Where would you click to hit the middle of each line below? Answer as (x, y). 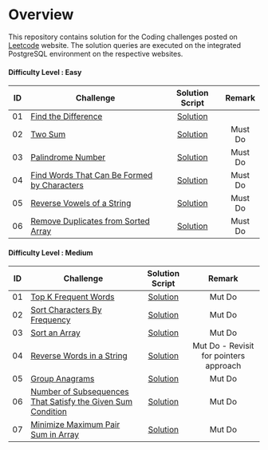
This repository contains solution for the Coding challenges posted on (123, 37)
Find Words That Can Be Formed (92, 176)
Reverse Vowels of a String (81, 203)
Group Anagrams (63, 379)
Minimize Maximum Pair (75, 424)
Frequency (51, 320)
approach (223, 366)
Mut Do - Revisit (223, 346)
